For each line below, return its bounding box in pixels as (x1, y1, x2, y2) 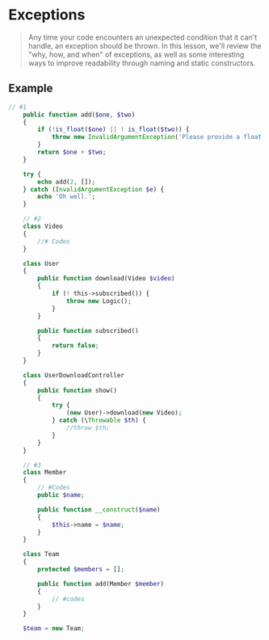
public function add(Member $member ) (37, 579, 164, 587)
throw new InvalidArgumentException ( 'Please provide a (51, 133, 241, 141)
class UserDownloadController (23, 371, 125, 379)
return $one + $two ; (37, 148, 107, 156)
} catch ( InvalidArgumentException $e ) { (23, 185, 164, 193)
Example (8, 82, 53, 95)
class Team (23, 550, 60, 558)
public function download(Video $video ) (37, 275, 175, 283)
